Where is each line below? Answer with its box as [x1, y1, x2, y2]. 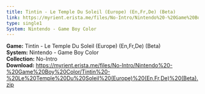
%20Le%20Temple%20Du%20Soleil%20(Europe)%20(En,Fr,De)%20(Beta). [6, 75, 198, 82]
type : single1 [6, 20, 43, 26]
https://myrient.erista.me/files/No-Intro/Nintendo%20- [35, 62, 173, 69]
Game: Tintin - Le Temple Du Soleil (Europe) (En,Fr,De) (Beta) [6, 42, 161, 50]
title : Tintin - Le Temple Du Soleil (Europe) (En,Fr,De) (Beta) [6, 8, 176, 15]
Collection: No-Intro [6, 55, 58, 62]
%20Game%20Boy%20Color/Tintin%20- [6, 68, 110, 76]
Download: [6, 62, 35, 69]
